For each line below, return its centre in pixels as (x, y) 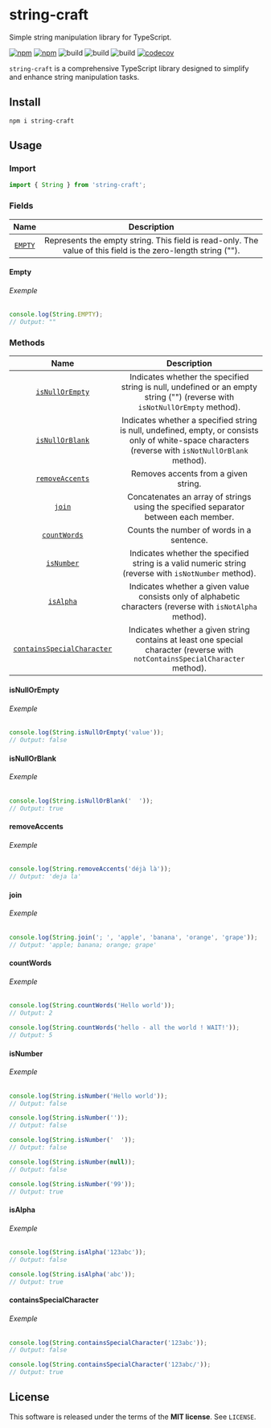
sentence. (189, 540)
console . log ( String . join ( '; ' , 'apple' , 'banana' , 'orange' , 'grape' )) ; (133, 937)
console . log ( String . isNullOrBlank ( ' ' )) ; (81, 801)
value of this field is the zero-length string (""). (151, 250)
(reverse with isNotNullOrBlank (189, 450)
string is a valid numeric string (189, 563)
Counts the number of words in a (189, 530)
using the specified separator (189, 507)
